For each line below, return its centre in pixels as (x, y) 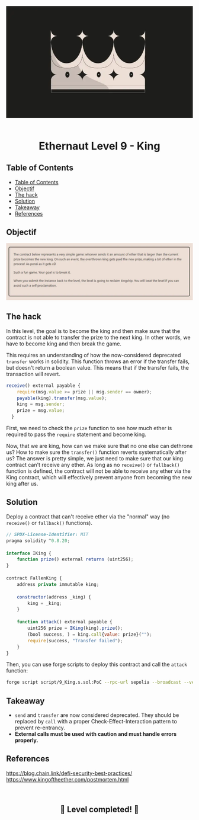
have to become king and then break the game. (64, 344)
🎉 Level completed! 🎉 (99, 810)
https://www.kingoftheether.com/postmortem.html (68, 779)
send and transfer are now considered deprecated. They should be (97, 715)
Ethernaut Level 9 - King (99, 146)
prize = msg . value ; (41, 411)
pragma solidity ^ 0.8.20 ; (38, 541)
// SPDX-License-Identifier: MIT (47, 534)
